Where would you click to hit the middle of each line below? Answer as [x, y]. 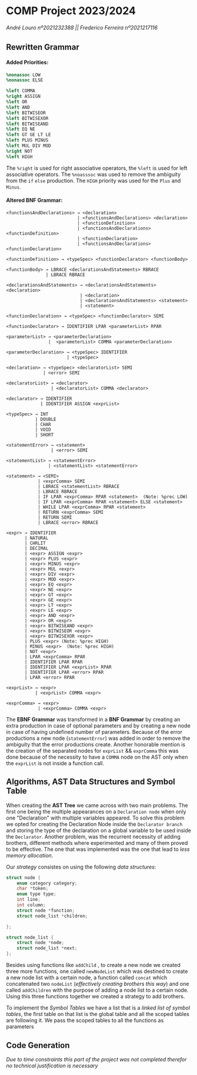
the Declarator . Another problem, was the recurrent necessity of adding [94, 837]
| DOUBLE [46, 419]
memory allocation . [30, 855]
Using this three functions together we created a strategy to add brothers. [96, 997]
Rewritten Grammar [43, 47]
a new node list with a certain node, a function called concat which [87, 978]
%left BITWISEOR [26, 113]
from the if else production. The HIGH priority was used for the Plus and [94, 181]
